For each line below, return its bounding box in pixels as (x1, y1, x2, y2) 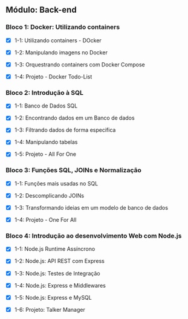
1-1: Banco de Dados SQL (14, 102, 78, 109)
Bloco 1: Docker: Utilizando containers (5, 23, 120, 31)
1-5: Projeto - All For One (14, 150, 77, 158)
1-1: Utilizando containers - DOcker (14, 36, 102, 44)
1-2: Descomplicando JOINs (14, 192, 85, 199)
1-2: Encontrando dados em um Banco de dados (14, 114, 135, 121)
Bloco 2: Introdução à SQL (5, 88, 84, 97)
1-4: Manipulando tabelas (14, 138, 78, 146)
